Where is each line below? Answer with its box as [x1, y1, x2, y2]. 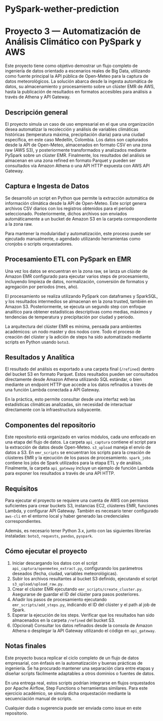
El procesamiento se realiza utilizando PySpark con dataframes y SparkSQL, [5, 293, 158, 299]
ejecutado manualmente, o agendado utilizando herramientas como [5, 236, 141, 242]
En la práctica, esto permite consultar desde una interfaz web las [5, 396, 135, 402]
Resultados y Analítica [5, 353, 74, 361]
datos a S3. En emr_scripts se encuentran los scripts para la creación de [5, 450, 151, 455]
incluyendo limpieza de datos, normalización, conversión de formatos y [5, 278, 148, 284]
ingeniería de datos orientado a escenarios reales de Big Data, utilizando [5, 68, 151, 74]
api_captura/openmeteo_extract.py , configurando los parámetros [12, 565, 143, 571]
